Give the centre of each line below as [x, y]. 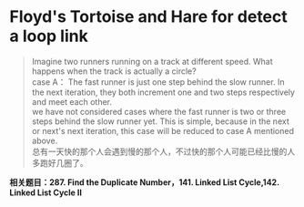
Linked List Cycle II [46, 192]
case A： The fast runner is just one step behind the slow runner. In [158, 82]
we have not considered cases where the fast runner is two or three [159, 111]
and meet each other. [71, 101]
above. [45, 140]
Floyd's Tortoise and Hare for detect [149, 17]
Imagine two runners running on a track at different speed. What [152, 61]
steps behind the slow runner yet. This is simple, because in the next [160, 121]
